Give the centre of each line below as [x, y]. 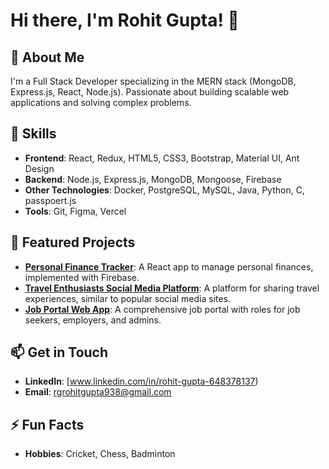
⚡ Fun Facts [47, 424]
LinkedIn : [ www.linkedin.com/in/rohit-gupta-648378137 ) [141, 381]
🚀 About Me [47, 57]
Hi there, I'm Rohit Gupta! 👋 [125, 20]
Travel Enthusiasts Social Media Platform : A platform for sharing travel [172, 288]
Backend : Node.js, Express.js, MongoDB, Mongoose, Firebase [153, 179]
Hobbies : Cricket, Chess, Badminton [100, 454]
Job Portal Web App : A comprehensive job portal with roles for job [162, 309]
